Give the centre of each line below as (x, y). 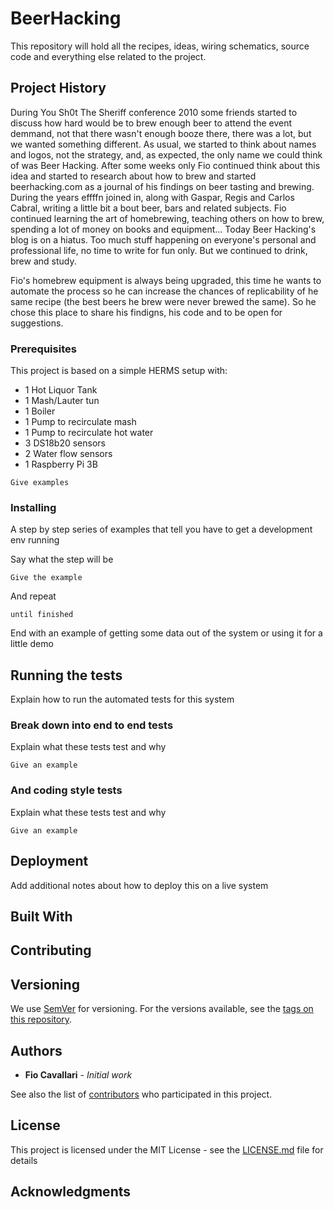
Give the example (46, 578)
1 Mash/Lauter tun (62, 401)
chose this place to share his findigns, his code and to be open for (146, 312)
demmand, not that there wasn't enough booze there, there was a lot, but (161, 133)
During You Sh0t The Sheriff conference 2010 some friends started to (154, 112)
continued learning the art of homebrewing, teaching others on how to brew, (167, 218)
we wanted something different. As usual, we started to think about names (163, 144)
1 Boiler (40, 411)
